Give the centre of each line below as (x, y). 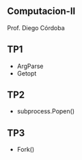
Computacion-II (41, 11)
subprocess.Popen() (46, 111)
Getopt (27, 73)
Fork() (26, 150)
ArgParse (30, 66)
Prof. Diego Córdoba (36, 27)
